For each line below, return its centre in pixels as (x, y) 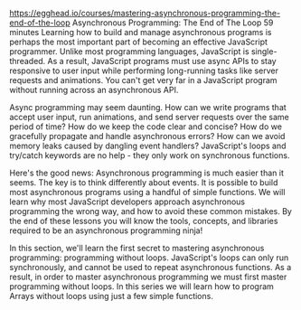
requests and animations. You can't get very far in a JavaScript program (143, 80)
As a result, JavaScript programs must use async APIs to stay (162, 61)
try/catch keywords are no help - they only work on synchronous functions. (150, 155)
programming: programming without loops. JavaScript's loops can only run (149, 258)
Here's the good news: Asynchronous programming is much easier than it (147, 173)
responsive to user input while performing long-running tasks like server (144, 70)
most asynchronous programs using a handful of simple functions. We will (147, 192)
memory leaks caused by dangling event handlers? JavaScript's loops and (148, 146)
